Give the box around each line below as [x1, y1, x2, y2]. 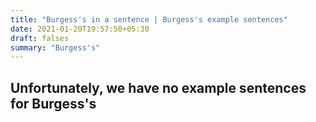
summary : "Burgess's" [10, 42, 101, 53]
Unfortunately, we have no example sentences [10, 79, 307, 96]
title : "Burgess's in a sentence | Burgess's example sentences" [10, 14, 288, 25]
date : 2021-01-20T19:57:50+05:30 [10, 24, 150, 34]
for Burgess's [10, 95, 97, 112]
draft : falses [10, 33, 70, 43]
